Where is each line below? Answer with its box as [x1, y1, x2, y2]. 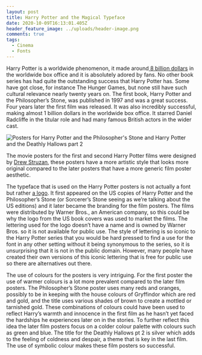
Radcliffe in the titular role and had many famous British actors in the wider [6, 116, 192, 123]
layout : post [6, 8, 39, 15]
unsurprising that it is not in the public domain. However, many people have [6, 247, 194, 254]
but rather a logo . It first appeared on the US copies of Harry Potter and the [6, 189, 194, 196]
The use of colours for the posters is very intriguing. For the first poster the [6, 271, 193, 278]
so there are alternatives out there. [6, 260, 92, 267]
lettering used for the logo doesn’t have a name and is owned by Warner [6, 221, 186, 228]
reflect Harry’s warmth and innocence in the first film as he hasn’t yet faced [6, 310, 194, 317]
